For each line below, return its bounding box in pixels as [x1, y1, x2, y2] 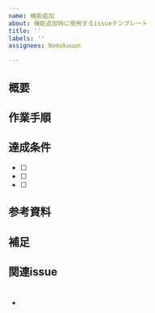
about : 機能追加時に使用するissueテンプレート [8, 19, 148, 27]
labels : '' [8, 34, 45, 43]
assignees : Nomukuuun [8, 42, 82, 50]
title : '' [8, 27, 42, 35]
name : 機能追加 [8, 11, 55, 20]
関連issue [8, 265, 58, 278]
